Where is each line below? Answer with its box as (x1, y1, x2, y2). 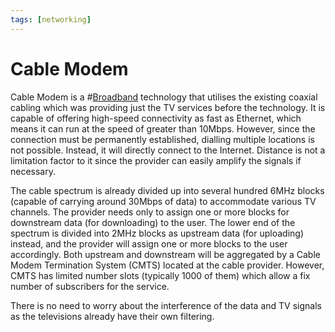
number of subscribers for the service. (10, 280, 170, 292)
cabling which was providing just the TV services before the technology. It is (10, 101, 326, 113)
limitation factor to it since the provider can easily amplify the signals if (10, 154, 302, 166)
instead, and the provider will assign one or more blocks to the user (10, 237, 288, 250)
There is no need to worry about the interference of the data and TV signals (10, 299, 322, 311)
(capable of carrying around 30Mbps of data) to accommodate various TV (10, 195, 317, 207)
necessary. (10, 165, 57, 177)
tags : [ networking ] (10, 14, 92, 25)
